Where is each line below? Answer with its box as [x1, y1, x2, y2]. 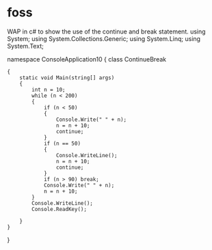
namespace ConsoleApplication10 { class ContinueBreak [7, 55, 166, 63]
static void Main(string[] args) [19, 74, 115, 81]
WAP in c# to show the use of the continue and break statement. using [7, 27, 207, 36]
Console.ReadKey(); [31, 206, 88, 212]
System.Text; [7, 42, 44, 50]
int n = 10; [31, 86, 66, 93]
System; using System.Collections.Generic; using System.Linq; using [7, 34, 200, 42]
